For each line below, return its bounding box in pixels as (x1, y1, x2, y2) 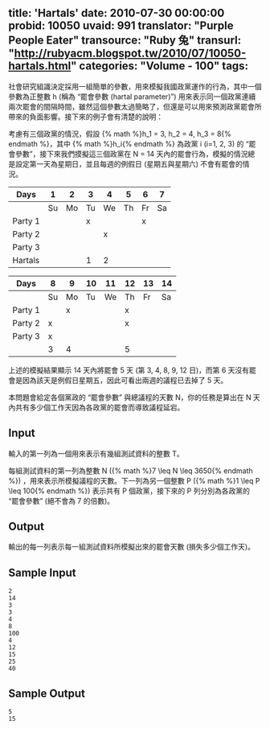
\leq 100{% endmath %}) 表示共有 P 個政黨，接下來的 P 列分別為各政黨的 (8, 486, 251, 496)
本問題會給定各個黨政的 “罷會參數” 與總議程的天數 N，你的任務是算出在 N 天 (8, 392, 261, 402)
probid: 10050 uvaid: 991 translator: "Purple (8, 19, 234, 33)
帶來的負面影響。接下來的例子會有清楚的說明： (8, 112, 163, 121)
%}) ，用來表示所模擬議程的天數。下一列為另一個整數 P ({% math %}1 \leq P (8, 476, 260, 485)
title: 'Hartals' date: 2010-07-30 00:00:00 (8, 6, 225, 20)
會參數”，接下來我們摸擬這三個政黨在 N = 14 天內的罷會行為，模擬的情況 (8, 149, 248, 159)
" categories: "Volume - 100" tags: (71, 60, 249, 73)
